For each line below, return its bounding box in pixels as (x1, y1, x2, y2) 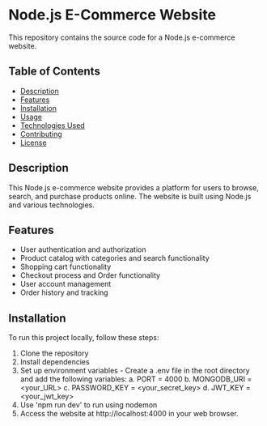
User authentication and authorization (19, 245, 147, 254)
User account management (19, 279, 112, 289)
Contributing (19, 129, 62, 138)
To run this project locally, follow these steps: (8, 333, 159, 343)
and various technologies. (8, 200, 95, 210)
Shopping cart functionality (19, 262, 112, 272)
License (19, 138, 47, 147)
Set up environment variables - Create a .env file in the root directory (19, 366, 250, 376)
